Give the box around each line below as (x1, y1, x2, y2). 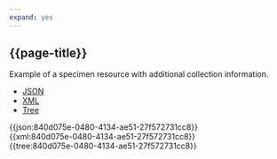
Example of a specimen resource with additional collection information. (9, 69, 269, 79)
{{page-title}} (9, 46, 88, 61)
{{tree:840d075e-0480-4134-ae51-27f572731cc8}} (9, 140, 197, 151)
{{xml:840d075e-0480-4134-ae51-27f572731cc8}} (9, 132, 196, 142)
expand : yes (9, 12, 53, 22)
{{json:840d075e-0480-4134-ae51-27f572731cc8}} (9, 122, 198, 132)
